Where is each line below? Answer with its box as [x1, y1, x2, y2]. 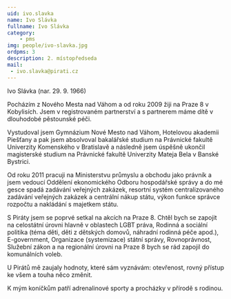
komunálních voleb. [7, 249, 63, 258]
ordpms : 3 [7, 49, 36, 56]
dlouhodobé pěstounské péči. [7, 114, 92, 123]
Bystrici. [7, 157, 31, 165]
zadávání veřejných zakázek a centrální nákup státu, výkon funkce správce [7, 192, 221, 200]
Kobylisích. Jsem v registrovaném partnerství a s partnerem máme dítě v [7, 107, 214, 116]
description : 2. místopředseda [7, 55, 97, 62]
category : [7, 29, 36, 37]
